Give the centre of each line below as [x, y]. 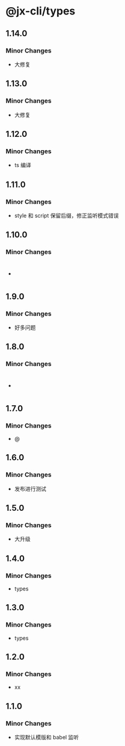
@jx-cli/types [41, 11]
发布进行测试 [30, 488]
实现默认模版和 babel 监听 [47, 738]
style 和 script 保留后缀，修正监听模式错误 [66, 215]
